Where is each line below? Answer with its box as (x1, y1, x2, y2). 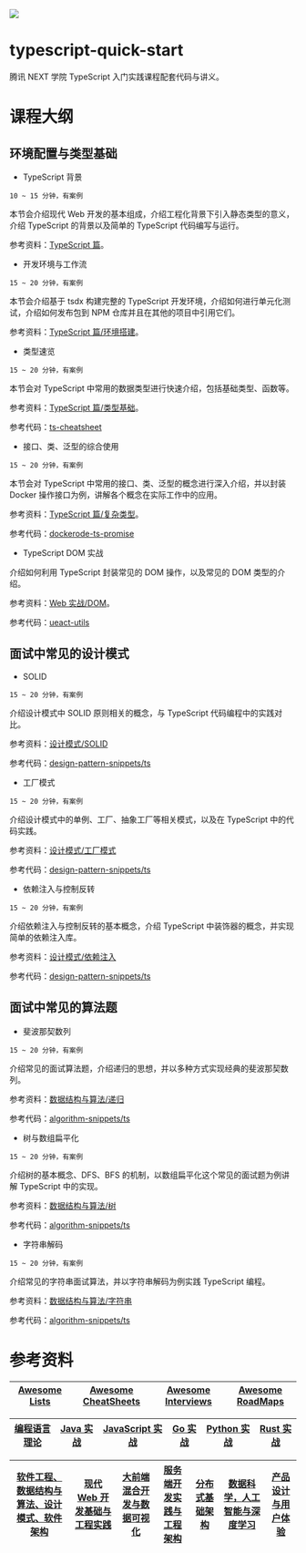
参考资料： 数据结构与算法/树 (9, 1199, 117, 1211)
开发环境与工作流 (22, 258, 87, 269)
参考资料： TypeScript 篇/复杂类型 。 (9, 509, 144, 519)
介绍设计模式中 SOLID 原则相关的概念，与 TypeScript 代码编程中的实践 (9, 707, 275, 718)
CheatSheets (82, 1394, 141, 1407)
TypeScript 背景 (22, 171, 83, 182)
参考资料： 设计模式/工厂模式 (9, 844, 117, 856)
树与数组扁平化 (22, 1132, 79, 1143)
